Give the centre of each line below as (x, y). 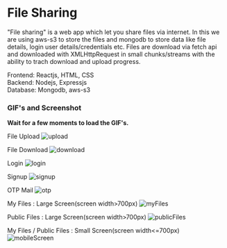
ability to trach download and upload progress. (74, 61)
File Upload (24, 136)
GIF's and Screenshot (44, 108)
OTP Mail (20, 190)
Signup (17, 177)
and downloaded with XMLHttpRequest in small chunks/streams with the (111, 54)
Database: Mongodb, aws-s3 (49, 90)
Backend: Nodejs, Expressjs (47, 82)
